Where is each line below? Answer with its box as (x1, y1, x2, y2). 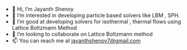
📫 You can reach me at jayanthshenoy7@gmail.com (11, 37, 141, 44)
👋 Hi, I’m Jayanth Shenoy (11, 6, 74, 12)
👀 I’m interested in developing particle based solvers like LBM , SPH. (11, 12, 180, 19)
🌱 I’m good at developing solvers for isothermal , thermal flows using (11, 18, 181, 25)
